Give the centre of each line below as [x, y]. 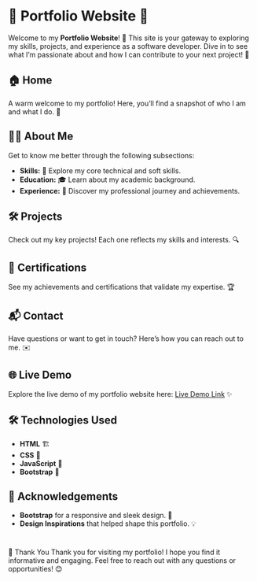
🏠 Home [30, 81]
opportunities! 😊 [35, 568]
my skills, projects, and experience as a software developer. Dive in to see [128, 46]
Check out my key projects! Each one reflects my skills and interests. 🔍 [124, 240]
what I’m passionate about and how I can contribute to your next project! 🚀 [129, 54]
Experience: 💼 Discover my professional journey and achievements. [130, 191]
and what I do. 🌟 [35, 111]
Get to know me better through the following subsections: [101, 155]
